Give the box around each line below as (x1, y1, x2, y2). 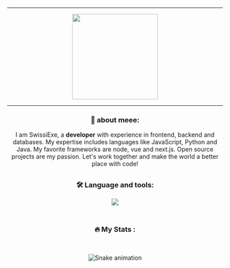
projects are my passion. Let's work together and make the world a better (11, 152, 219, 161)
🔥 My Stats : (94, 225, 136, 234)
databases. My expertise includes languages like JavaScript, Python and (12, 138, 218, 146)
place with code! (91, 160, 139, 168)
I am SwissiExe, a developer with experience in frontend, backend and (15, 131, 215, 139)
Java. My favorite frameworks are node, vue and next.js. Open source (16, 145, 214, 154)
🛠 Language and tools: (76, 180, 154, 189)
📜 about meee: (90, 115, 140, 124)
